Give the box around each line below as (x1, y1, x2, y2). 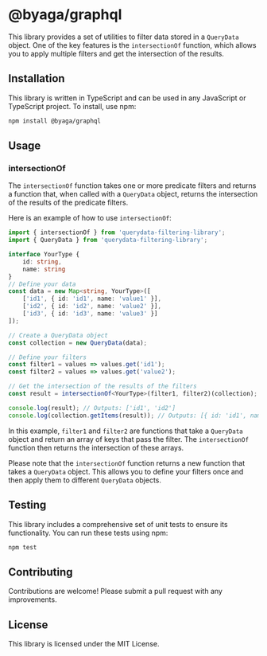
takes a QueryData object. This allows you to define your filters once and (8, 467, 244, 476)
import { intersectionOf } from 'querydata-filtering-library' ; (8, 228, 226, 236)
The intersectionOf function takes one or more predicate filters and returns (8, 181, 257, 190)
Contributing (8, 565, 73, 579)
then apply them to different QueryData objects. (8, 475, 161, 485)
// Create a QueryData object (8, 331, 109, 339)
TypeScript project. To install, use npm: (8, 101, 137, 111)
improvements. (8, 595, 57, 604)
